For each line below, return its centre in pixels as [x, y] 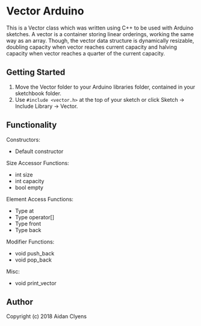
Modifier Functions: [30, 242]
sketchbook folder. [38, 93]
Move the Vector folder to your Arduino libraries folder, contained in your [105, 87]
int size [24, 174]
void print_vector [36, 283]
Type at [24, 211]
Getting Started [36, 73]
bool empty [29, 187]
